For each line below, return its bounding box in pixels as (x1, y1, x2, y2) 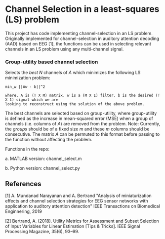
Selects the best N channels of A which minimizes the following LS (5, 70, 141, 76)
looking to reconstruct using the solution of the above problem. (5, 102, 145, 107)
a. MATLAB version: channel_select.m (5, 156, 82, 161)
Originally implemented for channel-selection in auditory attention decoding (5, 36, 160, 41)
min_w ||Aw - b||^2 (5, 84, 45, 89)
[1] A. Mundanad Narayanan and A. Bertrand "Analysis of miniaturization (5, 193, 152, 199)
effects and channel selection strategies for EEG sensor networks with (5, 198, 148, 204)
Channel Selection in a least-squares (5, 3, 160, 15)
